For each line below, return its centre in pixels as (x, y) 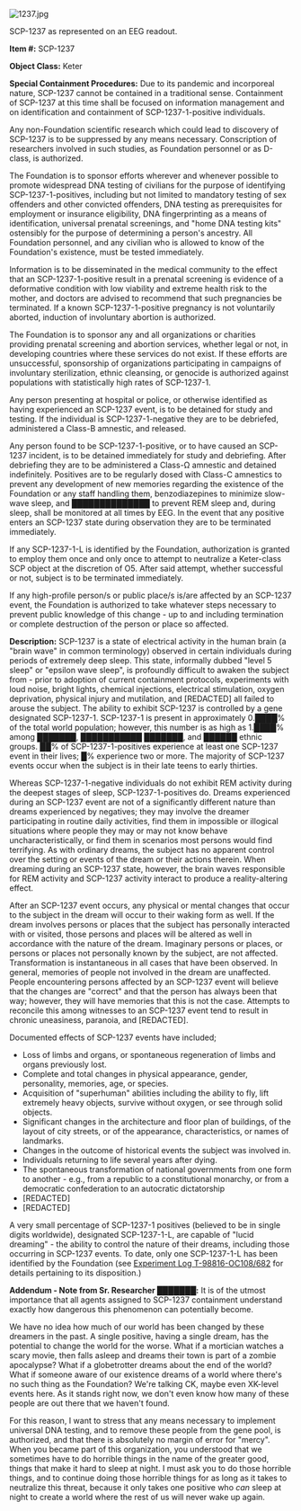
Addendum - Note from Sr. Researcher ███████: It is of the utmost (138, 1290)
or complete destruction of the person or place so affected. (119, 624)
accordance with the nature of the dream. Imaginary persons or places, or (146, 943)
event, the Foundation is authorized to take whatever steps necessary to (143, 605)
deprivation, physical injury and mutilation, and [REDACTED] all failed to (142, 698)
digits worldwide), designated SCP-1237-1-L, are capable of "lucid (132, 1235)
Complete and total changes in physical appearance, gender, (135, 1074)
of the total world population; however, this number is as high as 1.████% (147, 727)
